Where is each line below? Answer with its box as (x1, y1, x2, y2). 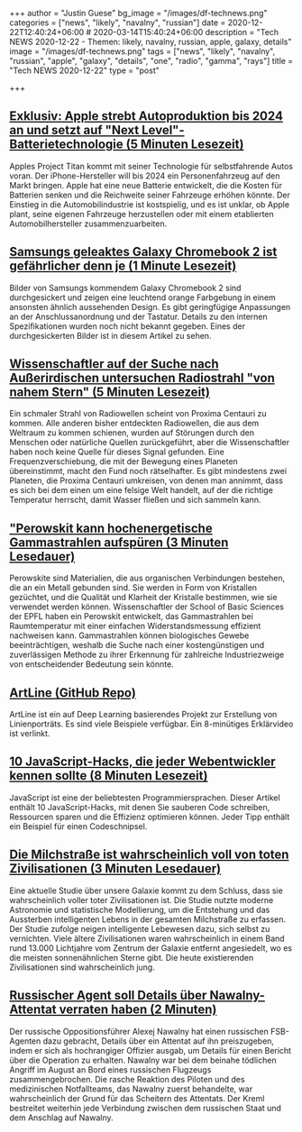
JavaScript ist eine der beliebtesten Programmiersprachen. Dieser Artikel (9, 792, 281, 803)
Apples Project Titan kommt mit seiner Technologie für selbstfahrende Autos (9, 160, 293, 171)
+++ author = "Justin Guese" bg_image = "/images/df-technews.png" (9, 8, 268, 18)
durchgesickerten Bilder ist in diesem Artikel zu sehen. (9, 330, 212, 341)
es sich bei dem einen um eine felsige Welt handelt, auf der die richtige (9, 485, 273, 496)
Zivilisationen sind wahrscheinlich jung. (9, 962, 155, 972)
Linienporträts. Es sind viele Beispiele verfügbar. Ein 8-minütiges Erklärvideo (9, 718, 294, 729)
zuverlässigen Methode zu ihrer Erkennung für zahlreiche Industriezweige (9, 649, 285, 661)
